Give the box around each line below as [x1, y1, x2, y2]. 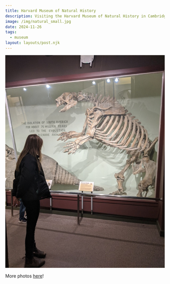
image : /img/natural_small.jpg [5, 19, 71, 24]
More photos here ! [5, 273, 44, 279]
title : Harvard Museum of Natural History [5, 8, 96, 13]
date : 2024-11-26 [5, 24, 42, 29]
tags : [5, 29, 17, 35]
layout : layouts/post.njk [5, 41, 60, 46]
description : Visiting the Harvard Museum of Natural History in [5, 13, 146, 19]
